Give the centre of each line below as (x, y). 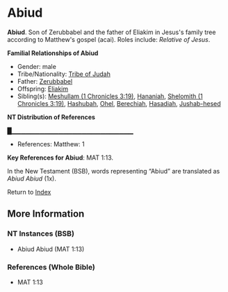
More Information (46, 214)
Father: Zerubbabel (45, 81)
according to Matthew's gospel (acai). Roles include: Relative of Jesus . (109, 39)
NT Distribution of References (51, 117)
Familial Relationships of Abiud (53, 53)
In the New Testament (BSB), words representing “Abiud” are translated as (114, 171)
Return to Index (29, 192)
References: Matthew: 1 (51, 144)
